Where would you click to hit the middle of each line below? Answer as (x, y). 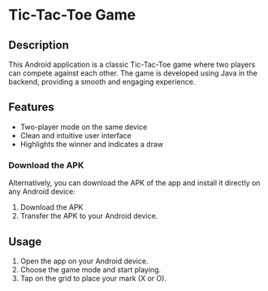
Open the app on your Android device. (84, 261)
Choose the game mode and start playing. (90, 269)
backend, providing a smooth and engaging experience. (102, 82)
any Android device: (42, 192)
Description (39, 45)
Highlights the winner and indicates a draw (92, 144)
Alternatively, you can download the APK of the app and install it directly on (134, 183)
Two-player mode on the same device (84, 127)
